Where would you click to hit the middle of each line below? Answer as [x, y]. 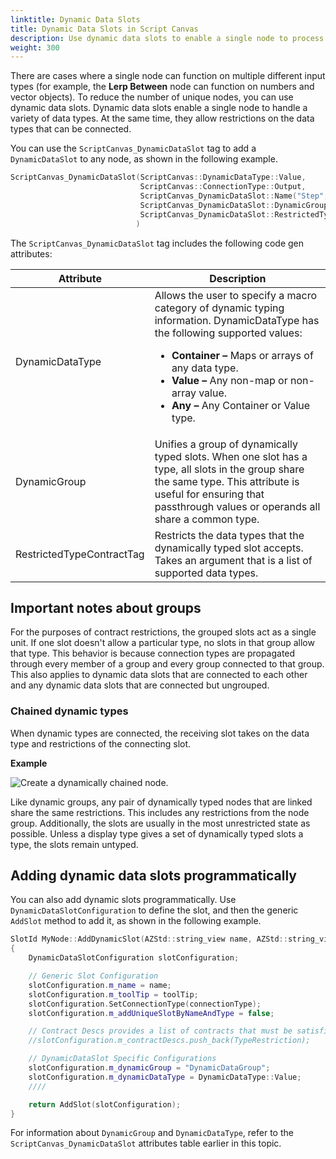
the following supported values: [228, 333]
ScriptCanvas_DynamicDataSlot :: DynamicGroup [234, 205]
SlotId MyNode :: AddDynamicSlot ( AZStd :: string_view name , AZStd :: [149, 939]
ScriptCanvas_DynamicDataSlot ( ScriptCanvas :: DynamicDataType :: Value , [158, 177]
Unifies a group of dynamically [226, 444]
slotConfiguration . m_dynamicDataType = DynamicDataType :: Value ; [165, 1077]
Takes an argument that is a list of [233, 560]
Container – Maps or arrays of [242, 355]
